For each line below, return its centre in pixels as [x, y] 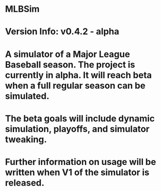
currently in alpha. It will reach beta [79, 75]
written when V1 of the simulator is [77, 172]
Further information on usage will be [80, 162]
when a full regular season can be [75, 85]
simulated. [27, 96]
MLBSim [22, 9]
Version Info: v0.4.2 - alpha [62, 32]
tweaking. [26, 139]
